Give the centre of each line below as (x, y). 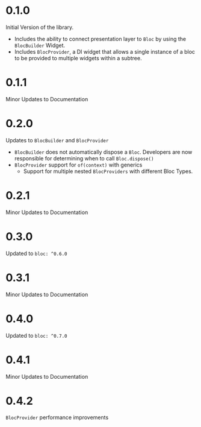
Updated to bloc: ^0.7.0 (36, 335)
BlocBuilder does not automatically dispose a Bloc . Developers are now (103, 152)
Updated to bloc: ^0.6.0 (36, 253)
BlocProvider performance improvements (57, 417)
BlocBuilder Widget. (40, 45)
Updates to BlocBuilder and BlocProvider (57, 140)
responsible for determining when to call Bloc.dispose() (84, 158)
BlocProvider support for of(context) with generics (78, 165)
